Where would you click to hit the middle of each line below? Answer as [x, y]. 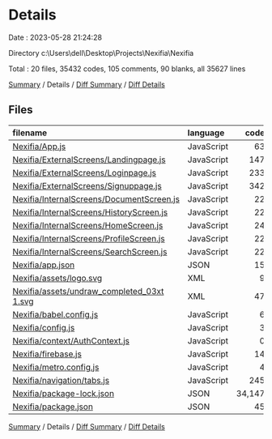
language [206, 133]
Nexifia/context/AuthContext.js [71, 340]
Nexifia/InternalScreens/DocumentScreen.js [96, 198]
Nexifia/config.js [44, 327]
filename [30, 133]
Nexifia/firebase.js [47, 354]
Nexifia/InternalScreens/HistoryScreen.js [90, 212]
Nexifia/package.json [53, 407]
